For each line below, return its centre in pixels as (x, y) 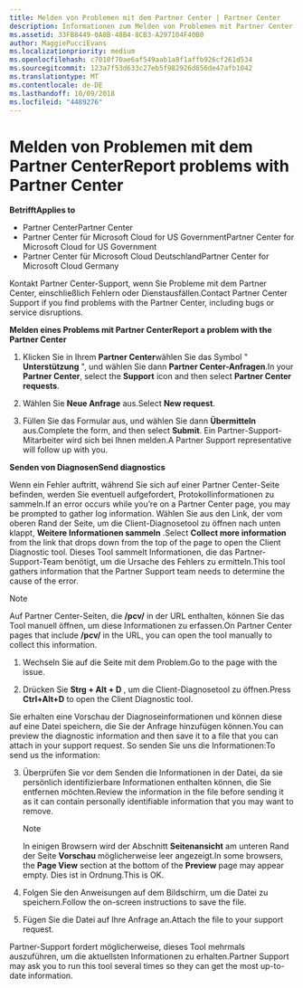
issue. (33, 672)
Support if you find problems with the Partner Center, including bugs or (142, 303)
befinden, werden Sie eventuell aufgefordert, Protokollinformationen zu (142, 495)
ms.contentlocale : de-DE (56, 85)
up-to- (272, 966)
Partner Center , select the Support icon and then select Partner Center (157, 376)
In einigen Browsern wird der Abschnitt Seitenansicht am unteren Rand (156, 846)
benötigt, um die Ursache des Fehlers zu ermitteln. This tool (175, 562)
